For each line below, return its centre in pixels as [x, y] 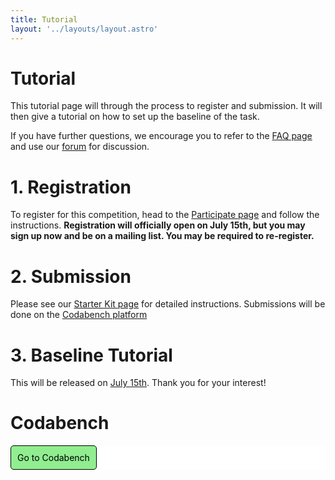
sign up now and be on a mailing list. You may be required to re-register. [162, 236]
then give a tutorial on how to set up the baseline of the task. [135, 117]
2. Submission [71, 276]
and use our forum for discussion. [80, 147]
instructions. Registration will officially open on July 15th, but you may [158, 225]
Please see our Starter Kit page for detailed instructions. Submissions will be [168, 304]
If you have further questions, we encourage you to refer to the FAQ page [161, 136]
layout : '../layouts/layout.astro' [84, 29]
